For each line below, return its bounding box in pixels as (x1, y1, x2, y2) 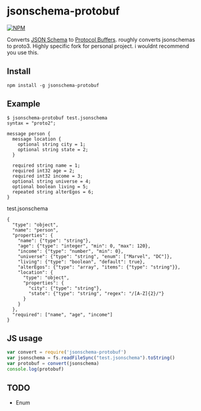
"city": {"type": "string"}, (28, 285, 102, 291)
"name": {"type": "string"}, (18, 238, 91, 244)
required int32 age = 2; (12, 167, 75, 173)
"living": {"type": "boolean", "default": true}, (18, 259, 146, 265)
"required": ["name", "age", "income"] (12, 311, 113, 318)
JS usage (7, 333, 43, 343)
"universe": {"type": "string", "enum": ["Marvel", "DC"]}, (18, 253, 173, 259)
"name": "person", (12, 227, 59, 233)
